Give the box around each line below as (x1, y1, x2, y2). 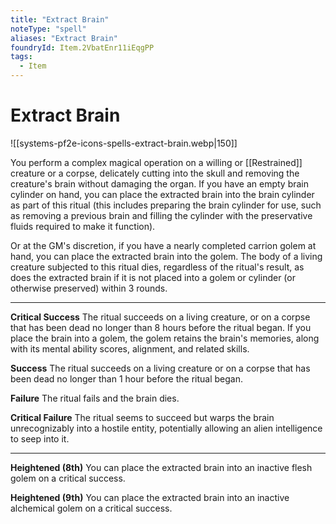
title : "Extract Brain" (10, 14, 110, 25)
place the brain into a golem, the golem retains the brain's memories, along (10, 332, 320, 344)
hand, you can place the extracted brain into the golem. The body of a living (10, 250, 323, 262)
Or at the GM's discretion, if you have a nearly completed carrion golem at (10, 239, 317, 251)
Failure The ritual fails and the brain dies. (10, 392, 180, 404)
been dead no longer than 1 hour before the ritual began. (10, 372, 244, 385)
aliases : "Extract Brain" (10, 33, 118, 43)
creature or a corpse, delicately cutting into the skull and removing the (10, 167, 300, 179)
